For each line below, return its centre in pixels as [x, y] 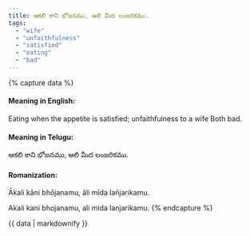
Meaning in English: [42, 101]
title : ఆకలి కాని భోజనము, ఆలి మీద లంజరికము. [79, 16]
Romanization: [33, 175]
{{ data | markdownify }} [48, 223]
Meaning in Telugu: [41, 137]
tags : [17, 23]
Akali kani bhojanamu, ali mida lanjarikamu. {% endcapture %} [111, 208]
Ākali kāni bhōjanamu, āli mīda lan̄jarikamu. [79, 193]
